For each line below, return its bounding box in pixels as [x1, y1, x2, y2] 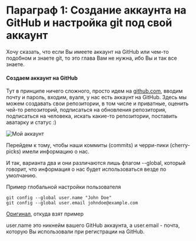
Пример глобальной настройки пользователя [6, 184, 121, 191]
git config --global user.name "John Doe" [6, 195, 112, 201]
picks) [6, 148, 22, 155]
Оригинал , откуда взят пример [6, 210, 84, 217]
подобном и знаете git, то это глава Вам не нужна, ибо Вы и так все [6, 54, 178, 61]
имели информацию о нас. [22, 148, 90, 155]
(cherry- [170, 142, 190, 149]
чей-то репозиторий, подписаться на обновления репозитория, [6, 106, 167, 113]
